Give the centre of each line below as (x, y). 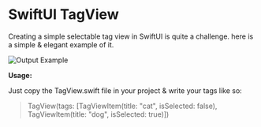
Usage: (21, 75)
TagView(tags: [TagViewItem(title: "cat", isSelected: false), (122, 106)
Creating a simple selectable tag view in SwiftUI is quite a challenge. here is (131, 36)
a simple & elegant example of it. (61, 44)
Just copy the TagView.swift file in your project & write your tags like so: (125, 90)
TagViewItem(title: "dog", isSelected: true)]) (98, 114)
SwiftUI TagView (64, 15)
